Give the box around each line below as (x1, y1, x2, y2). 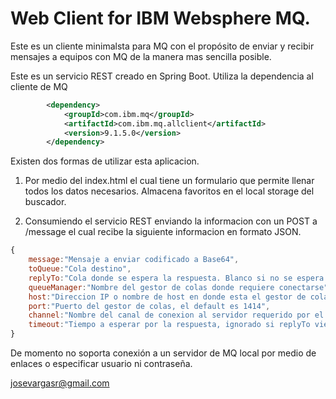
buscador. (24, 196, 67, 208)
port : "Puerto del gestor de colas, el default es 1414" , (28, 301, 271, 311)
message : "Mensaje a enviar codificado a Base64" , (28, 255, 240, 265)
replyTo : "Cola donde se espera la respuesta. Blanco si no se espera (28, 273, 325, 283)
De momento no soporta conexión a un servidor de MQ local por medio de (10, 347, 317, 359)
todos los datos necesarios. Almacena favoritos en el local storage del (24, 185, 315, 197)
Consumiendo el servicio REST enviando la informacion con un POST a (24, 215, 318, 227)
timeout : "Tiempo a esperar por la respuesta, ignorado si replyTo (28, 320, 311, 330)
